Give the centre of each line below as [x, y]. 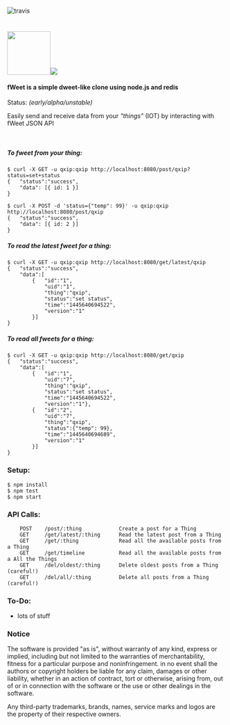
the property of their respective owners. [64, 714]
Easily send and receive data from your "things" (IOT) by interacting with [111, 116]
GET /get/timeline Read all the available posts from [121, 553]
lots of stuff [34, 616]
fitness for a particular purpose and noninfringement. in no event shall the [113, 664]
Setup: [19, 471]
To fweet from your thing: [45, 152]
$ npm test [23, 491]
